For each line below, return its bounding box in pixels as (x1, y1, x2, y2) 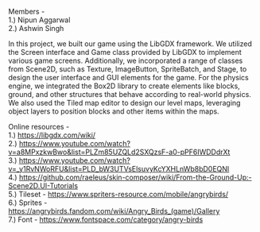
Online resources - (8, 122, 70, 131)
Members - (8, 7, 45, 16)
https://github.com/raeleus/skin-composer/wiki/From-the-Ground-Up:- (18, 172, 252, 182)
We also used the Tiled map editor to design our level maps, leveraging (8, 99, 241, 107)
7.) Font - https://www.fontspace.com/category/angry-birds (8, 215, 204, 224)
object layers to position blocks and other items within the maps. (8, 106, 220, 116)
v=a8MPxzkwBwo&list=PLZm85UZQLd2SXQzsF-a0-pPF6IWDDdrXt (8, 147, 231, 157)
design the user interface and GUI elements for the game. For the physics (8, 73, 249, 82)
